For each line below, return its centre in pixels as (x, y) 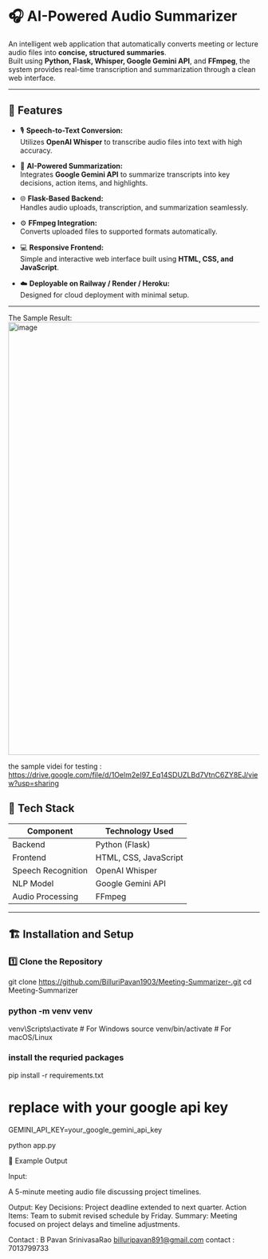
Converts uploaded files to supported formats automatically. (118, 231)
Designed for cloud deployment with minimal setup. (104, 294)
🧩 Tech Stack (41, 808)
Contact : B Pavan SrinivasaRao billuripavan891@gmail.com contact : (122, 1239)
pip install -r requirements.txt (56, 1075)
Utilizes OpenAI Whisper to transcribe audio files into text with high (131, 142)
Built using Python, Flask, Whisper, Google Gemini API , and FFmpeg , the (129, 61)
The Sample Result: (40, 318)
